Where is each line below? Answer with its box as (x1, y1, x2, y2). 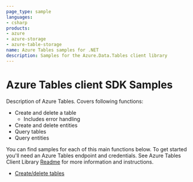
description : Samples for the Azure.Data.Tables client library (6, 53, 168, 58)
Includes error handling (23, 115, 81, 122)
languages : (6, 14, 33, 20)
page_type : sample (6, 8, 51, 15)
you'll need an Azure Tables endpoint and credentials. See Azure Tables (6, 152, 181, 159)
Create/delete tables (14, 170, 65, 177)
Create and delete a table (14, 109, 77, 116)
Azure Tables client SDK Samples (6, 78, 173, 92)
